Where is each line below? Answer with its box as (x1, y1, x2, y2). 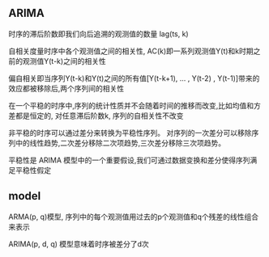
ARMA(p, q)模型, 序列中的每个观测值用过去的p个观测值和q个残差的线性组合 (8, 212, 259, 221)
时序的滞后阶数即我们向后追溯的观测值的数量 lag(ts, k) (8, 28, 189, 39)
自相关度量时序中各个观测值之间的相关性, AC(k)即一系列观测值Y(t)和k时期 (8, 46, 254, 56)
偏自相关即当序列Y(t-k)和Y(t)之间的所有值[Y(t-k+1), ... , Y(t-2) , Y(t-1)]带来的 (8, 73, 260, 83)
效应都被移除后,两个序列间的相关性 (8, 83, 125, 93)
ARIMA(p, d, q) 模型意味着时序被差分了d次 (8, 238, 150, 249)
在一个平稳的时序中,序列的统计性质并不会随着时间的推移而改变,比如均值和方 (8, 100, 262, 110)
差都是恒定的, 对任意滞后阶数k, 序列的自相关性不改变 (8, 111, 184, 120)
